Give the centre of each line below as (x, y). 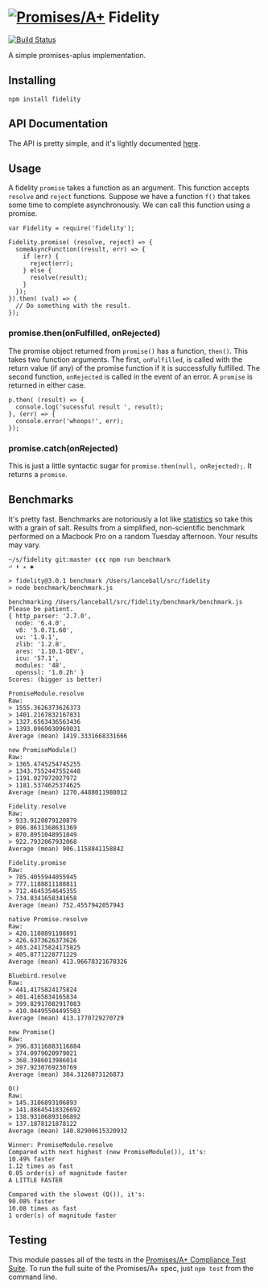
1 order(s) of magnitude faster (62, 1215)
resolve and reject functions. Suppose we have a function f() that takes (130, 197)
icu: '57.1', (37, 658)
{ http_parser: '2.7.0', (50, 616)
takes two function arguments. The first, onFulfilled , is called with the (126, 359)
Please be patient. (41, 609)
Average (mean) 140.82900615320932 (68, 1131)
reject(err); (52, 264)
